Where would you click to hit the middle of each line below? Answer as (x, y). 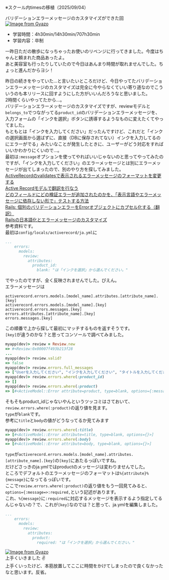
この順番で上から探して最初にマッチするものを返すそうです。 (69, 328)
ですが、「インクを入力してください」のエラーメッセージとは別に (72, 163)
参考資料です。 (21, 226)
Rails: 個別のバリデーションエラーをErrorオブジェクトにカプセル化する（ (80, 207)
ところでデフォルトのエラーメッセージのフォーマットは (62, 473)
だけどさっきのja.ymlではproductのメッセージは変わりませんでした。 (76, 467)
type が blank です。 (24, 414)
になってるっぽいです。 (49, 480)
